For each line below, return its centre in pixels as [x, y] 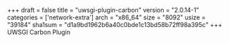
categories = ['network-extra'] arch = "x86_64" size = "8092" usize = [107, 17]
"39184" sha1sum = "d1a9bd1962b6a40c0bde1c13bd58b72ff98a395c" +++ [115, 25]
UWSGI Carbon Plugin [39, 32]
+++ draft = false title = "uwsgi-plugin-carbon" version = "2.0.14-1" [103, 10]
